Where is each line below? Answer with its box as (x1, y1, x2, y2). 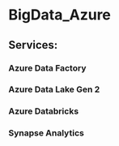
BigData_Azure (8, 6, 112, 24)
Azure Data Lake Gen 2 (8, 84, 100, 95)
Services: (8, 38, 58, 52)
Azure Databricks (8, 105, 79, 117)
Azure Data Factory (8, 62, 87, 74)
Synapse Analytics (8, 127, 85, 139)
